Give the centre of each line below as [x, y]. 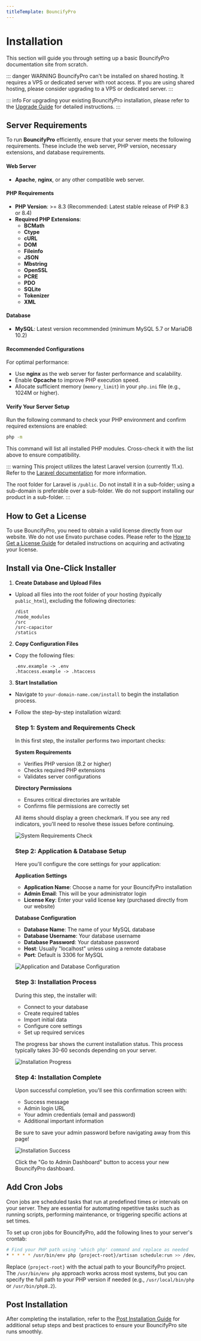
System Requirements [43, 752]
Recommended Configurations [45, 349]
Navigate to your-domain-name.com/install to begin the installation [97, 694]
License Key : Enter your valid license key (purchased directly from [106, 900]
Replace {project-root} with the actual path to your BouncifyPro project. [96, 1267]
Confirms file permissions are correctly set [77, 806]
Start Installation [36, 682]
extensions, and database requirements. [56, 153]
